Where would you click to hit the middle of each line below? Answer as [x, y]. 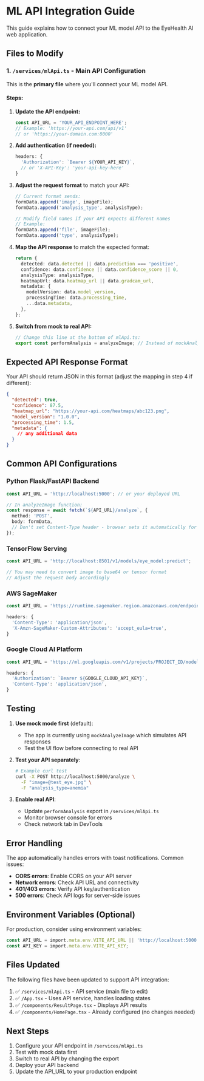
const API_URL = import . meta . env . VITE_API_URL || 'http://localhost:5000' [103, 940]
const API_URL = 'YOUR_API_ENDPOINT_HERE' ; [71, 123]
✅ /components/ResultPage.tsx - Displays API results [81, 1005]
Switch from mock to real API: [53, 326]
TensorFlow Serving [37, 548]
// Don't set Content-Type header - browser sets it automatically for [104, 527]
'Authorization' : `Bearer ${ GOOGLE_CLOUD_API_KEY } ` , [80, 678]
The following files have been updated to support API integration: [88, 980]
